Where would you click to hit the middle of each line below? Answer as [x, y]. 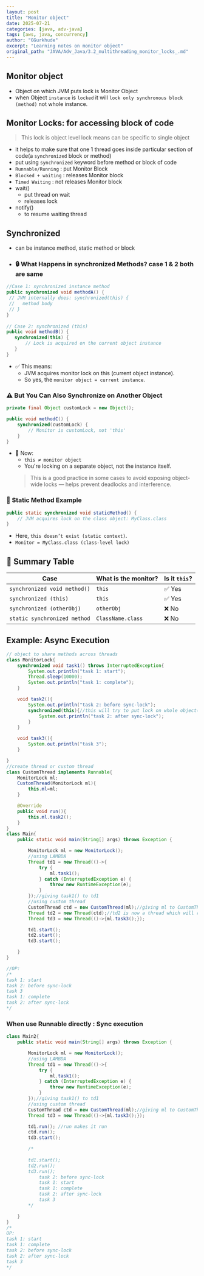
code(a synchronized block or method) [63, 156]
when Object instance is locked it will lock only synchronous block [99, 97]
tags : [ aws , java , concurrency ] [47, 35]
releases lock [41, 201]
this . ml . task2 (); [50, 817]
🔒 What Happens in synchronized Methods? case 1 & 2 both [104, 264]
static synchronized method [50, 619]
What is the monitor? [127, 579]
